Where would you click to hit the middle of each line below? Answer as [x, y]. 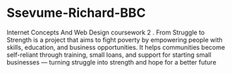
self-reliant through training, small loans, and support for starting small [109, 55]
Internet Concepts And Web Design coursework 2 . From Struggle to [106, 32]
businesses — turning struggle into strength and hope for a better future [111, 62]
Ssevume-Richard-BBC [76, 13]
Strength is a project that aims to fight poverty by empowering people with [115, 39]
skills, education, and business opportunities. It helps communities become [116, 47]
